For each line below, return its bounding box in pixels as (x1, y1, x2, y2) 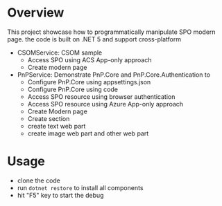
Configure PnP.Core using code (27, 85, 118, 93)
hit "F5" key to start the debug (17, 191, 104, 199)
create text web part (27, 122, 86, 130)
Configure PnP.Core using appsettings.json (27, 77, 151, 86)
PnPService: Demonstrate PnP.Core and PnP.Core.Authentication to (17, 71, 210, 79)
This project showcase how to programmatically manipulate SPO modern (7, 28, 216, 36)
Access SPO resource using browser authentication (27, 92, 176, 101)
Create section (27, 114, 70, 122)
